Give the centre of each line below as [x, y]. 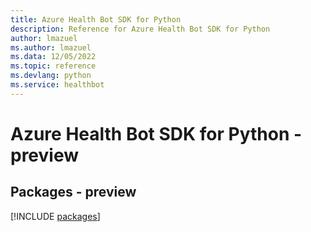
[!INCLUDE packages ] [55, 216]
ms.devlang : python [51, 76]
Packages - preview [73, 192]
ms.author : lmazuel [51, 47]
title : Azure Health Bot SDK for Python [96, 19]
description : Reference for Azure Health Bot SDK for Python [140, 29]
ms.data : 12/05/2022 [53, 57]
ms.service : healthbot [57, 85]
